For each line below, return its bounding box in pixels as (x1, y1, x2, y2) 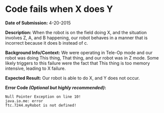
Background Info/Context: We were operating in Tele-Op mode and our (5, 50, 153, 56)
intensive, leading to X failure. (5, 65, 66, 71)
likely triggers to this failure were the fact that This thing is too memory (5, 60, 150, 66)
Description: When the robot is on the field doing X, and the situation (5, 29, 147, 35)
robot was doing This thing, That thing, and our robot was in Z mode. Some (5, 55, 159, 60)
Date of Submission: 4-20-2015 (5, 20, 71, 26)
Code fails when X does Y (5, 3, 113, 15)
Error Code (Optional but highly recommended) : (5, 84, 106, 90)
